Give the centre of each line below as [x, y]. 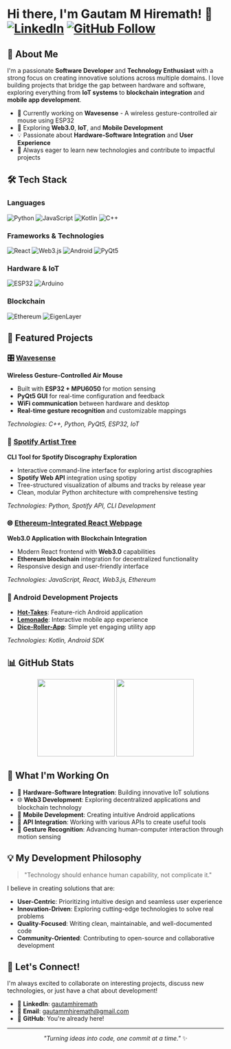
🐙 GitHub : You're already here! [60, 1019]
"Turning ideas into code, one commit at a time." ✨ [115, 1039]
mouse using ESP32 [45, 120]
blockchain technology [49, 807]
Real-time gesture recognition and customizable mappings [102, 411]
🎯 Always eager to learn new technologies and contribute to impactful [116, 150]
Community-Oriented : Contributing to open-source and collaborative [116, 938]
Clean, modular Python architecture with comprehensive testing [107, 492]
